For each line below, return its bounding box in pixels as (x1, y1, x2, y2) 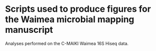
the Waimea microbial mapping (5, 14, 134, 25)
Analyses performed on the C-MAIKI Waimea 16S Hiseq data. (5, 40, 129, 46)
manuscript (5, 25, 53, 35)
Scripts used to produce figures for (5, 3, 151, 15)
